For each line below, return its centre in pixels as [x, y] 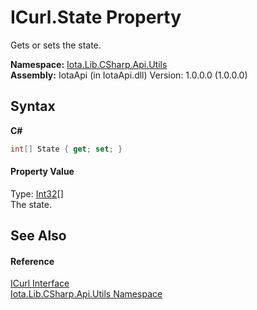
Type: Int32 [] [37, 193]
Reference [32, 261]
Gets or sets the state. [56, 45]
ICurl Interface [40, 283]
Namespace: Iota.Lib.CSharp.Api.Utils [89, 64]
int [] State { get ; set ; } [66, 149]
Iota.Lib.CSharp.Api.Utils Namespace [86, 294]
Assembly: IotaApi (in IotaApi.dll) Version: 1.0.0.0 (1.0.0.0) [129, 75]
